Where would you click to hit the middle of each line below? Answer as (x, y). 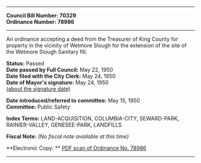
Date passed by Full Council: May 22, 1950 (60, 70)
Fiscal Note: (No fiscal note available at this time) (68, 136)
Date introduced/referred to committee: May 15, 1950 (73, 100)
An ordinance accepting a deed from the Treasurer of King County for (92, 39)
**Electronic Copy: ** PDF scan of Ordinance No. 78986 (76, 148)
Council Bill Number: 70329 (41, 15)
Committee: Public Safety (38, 107)
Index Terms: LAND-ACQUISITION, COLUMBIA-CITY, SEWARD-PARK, (93, 118)
